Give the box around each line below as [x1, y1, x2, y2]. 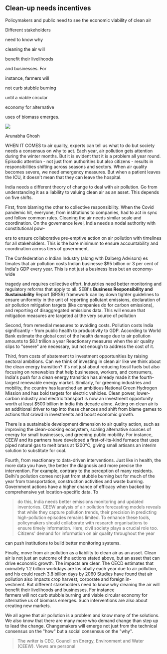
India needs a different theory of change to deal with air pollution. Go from [5, 184, 158, 190]
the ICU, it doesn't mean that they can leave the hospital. [5, 174, 122, 180]
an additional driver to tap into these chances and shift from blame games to [5, 406, 162, 412]
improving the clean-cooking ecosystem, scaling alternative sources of [5, 426, 151, 432]
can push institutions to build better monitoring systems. [5, 540, 121, 546]
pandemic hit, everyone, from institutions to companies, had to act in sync [5, 209, 158, 215]
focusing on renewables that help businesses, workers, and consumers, [5, 369, 153, 375]
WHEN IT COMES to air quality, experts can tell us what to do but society [5, 142, 155, 149]
